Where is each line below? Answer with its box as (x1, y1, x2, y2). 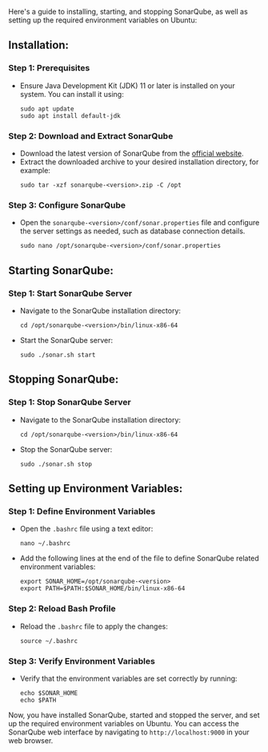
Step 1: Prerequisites (8, 63, 90, 74)
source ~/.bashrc (19, 637, 78, 645)
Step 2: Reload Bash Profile (8, 603, 116, 614)
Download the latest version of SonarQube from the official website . (19, 148, 244, 158)
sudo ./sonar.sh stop (19, 460, 92, 468)
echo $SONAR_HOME (19, 689, 78, 697)
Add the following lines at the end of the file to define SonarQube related (19, 553, 260, 564)
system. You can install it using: (19, 89, 124, 99)
